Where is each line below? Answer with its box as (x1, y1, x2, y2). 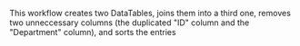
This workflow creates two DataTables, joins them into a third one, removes (9, 8, 291, 18)
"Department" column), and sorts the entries (9, 27, 176, 37)
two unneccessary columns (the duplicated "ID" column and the (9, 17, 250, 28)
